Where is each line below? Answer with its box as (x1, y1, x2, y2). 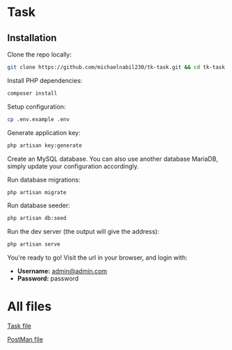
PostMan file (7, 335, 44, 344)
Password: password (17, 274, 79, 283)
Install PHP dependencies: (7, 76, 83, 84)
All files (7, 299, 52, 315)
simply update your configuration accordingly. (7, 161, 139, 170)
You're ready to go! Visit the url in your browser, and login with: (7, 253, 188, 262)
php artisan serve (7, 241, 60, 248)
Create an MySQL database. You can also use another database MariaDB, (7, 154, 219, 163)
